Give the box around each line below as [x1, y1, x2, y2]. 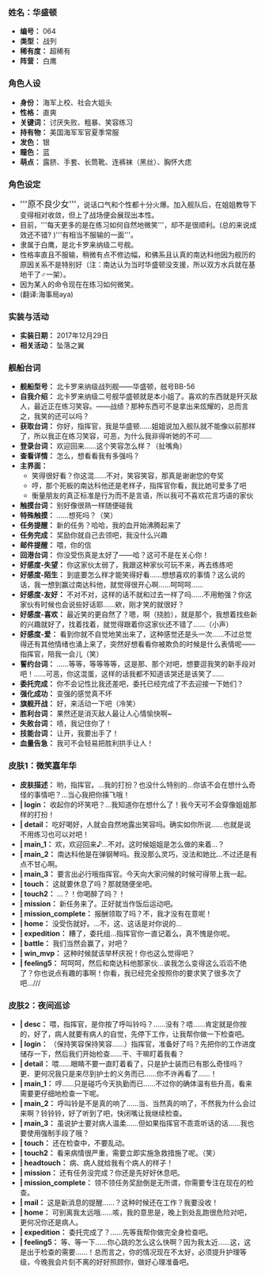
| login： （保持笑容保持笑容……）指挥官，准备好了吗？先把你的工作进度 [19, 1039, 256, 1049]
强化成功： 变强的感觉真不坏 [19, 689, 112, 698]
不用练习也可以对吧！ [19, 829, 89, 839]
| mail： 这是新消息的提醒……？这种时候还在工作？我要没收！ [19, 1198, 219, 1207]
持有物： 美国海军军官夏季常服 [19, 127, 119, 136]
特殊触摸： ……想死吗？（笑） [19, 511, 117, 520]
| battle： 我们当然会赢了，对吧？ [19, 938, 129, 948]
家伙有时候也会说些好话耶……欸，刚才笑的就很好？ [19, 600, 184, 610]
